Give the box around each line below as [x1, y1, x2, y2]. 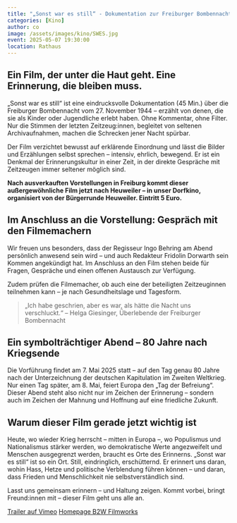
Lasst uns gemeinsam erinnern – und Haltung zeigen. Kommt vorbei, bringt [7, 486, 225, 495]
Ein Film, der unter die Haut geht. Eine [7, 69, 176, 81]
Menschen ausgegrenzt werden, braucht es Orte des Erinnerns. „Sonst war [7, 450, 226, 459]
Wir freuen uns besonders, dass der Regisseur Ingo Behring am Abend [7, 244, 213, 252]
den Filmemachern [7, 225, 92, 237]
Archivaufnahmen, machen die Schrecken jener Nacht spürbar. [7, 128, 190, 137]
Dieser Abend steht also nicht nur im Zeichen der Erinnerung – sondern [7, 388, 214, 397]
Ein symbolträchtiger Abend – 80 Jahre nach [7, 336, 208, 349]
